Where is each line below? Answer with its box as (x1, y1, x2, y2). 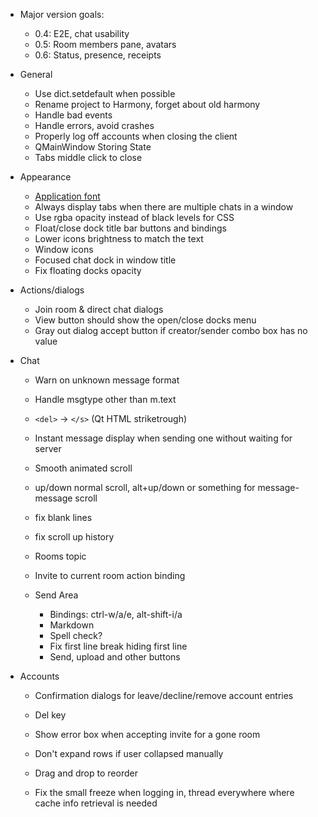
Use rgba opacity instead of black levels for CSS (34, 212, 235, 223)
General (19, 69, 53, 80)
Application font (34, 190, 101, 202)
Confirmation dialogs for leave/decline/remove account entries (34, 690, 294, 701)
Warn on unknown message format (34, 374, 180, 386)
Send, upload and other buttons (49, 651, 181, 663)
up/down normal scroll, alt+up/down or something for (34, 482, 256, 493)
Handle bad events (34, 109, 113, 121)
